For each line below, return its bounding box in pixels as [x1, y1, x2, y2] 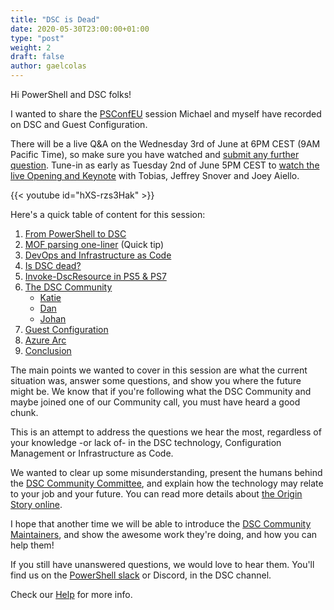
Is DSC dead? [24, 260, 82, 271]
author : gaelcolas [10, 61, 87, 71]
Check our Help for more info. [10, 589, 133, 600]
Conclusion [24, 345, 72, 356]
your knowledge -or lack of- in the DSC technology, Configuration [10, 437, 282, 448]
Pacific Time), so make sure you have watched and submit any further [10, 149, 300, 160]
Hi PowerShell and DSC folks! [10, 89, 132, 100]
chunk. [10, 407, 39, 418]
